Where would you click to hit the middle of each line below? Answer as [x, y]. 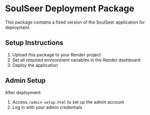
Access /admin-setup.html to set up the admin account [68, 102]
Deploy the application [35, 65]
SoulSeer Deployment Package [70, 9]
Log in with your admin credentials [47, 107]
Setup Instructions [34, 43]
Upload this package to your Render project [57, 55]
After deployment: [23, 92]
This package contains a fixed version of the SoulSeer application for [75, 22]
